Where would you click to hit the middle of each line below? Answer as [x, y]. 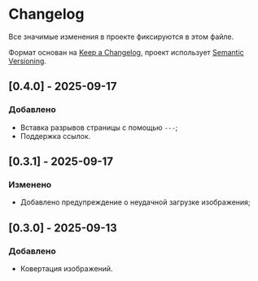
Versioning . [28, 61]
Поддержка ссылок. [55, 136]
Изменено [30, 184]
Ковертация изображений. [66, 268]
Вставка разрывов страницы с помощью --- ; [99, 128]
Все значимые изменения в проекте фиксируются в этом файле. [121, 37]
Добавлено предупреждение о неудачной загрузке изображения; [135, 202]
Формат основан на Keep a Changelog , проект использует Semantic [126, 52]
